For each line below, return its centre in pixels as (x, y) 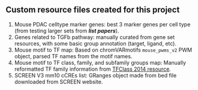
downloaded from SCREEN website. (58, 82)
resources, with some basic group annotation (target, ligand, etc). (95, 43)
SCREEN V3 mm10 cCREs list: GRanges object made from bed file (95, 75)
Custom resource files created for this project (93, 10)
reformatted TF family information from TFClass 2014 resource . (93, 69)
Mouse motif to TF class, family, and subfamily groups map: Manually (100, 62)
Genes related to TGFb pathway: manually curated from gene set (94, 37)
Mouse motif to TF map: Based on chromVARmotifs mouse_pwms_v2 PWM (103, 50)
